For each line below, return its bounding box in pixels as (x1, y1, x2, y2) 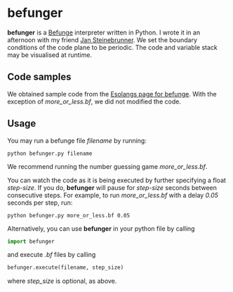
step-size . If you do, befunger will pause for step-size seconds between (7, 183, 218, 191)
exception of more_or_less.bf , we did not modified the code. (7, 97, 181, 106)
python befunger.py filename (7, 150, 93, 157)
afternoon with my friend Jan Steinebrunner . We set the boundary (7, 35, 198, 44)
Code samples (7, 71, 72, 83)
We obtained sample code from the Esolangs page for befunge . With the (7, 89, 217, 98)
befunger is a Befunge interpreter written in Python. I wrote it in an (7, 28, 201, 37)
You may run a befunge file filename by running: (7, 136, 147, 145)
